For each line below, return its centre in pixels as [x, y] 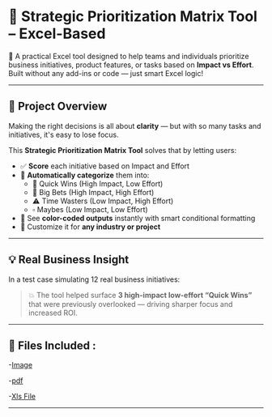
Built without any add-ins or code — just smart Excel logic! [106, 73]
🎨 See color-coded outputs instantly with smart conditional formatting [138, 218]
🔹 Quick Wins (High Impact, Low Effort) [98, 183]
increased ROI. [53, 313]
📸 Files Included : [52, 345]
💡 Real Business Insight [69, 260]
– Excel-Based [57, 34]
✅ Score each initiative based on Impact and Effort [105, 166]
